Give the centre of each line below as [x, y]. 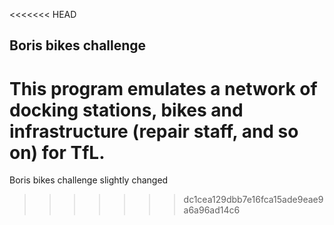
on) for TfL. [57, 152]
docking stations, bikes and [126, 110]
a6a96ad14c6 [212, 210]
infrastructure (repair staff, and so [154, 131]
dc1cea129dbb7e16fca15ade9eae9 [253, 200]
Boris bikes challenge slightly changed [89, 180]
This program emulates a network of [163, 88]
